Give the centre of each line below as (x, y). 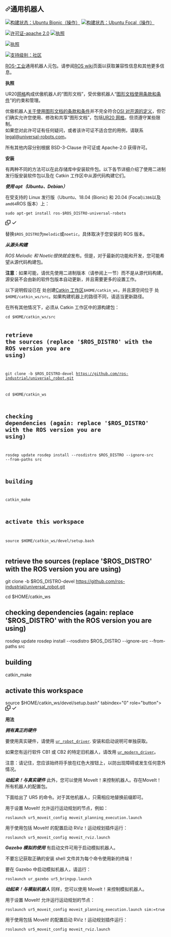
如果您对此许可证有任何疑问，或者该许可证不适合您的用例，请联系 (74, 130)
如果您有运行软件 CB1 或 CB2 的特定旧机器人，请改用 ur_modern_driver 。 (82, 752)
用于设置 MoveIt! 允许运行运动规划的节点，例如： (57, 808)
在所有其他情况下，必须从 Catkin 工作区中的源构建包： (62, 307)
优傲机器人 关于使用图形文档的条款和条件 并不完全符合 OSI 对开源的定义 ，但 (83, 111)
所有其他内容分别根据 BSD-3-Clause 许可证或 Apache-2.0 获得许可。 (78, 147)
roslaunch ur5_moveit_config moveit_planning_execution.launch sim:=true (85, 910)
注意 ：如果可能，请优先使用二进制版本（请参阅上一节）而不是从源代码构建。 (85, 273)
